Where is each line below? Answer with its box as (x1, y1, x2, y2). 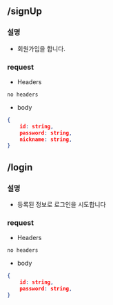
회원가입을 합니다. (17, 44, 65, 52)
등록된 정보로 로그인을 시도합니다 (17, 200, 106, 209)
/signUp (7, 6, 43, 17)
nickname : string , (19, 136, 72, 143)
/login (7, 161, 33, 173)
